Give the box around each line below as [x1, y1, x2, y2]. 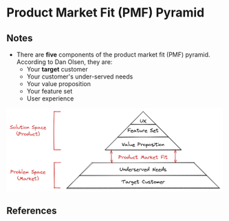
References [6, 205, 57, 217]
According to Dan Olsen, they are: [16, 58, 113, 66]
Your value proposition [26, 80, 91, 87]
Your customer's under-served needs [26, 72, 133, 81]
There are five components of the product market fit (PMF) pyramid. [16, 50, 210, 59]
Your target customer [26, 65, 89, 73]
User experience [26, 94, 74, 103]
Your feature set [26, 87, 73, 95]
